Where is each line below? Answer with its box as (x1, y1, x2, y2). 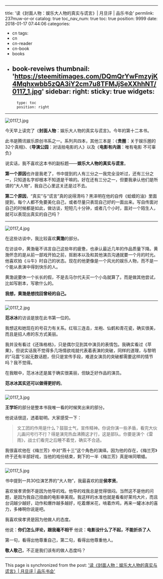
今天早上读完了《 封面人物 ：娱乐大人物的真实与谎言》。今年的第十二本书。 (5, 127, 152, 133)
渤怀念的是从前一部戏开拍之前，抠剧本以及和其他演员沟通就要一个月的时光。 (5, 251, 158, 257)
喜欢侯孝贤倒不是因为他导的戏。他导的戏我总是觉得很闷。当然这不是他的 (5, 488, 149, 494)
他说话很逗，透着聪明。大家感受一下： (5, 415, 81, 421)
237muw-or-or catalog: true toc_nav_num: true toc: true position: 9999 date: (5, 16, 158, 21)
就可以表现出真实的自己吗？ (5, 211, 61, 217)
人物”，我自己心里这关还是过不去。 (19, 183, 90, 188)
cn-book (12, 46, 30, 51)
